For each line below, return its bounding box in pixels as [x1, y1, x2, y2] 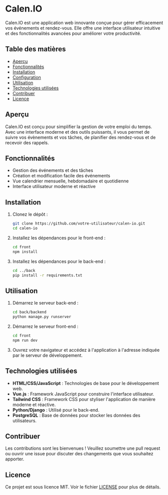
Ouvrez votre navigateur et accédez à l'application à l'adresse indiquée [12, 347, 160, 353]
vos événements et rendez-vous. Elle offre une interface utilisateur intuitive [5, 25, 160, 31]
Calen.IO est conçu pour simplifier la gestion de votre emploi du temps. [5, 124, 152, 130]
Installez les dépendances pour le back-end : [12, 258, 106, 264]
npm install [12, 249, 38, 254]
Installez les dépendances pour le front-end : [12, 235, 106, 241]
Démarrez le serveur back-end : [12, 300, 79, 306]
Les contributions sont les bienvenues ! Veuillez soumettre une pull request [5, 445, 160, 451]
